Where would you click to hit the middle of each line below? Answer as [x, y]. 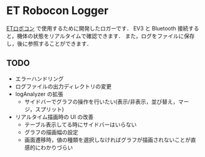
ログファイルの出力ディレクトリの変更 [63, 86]
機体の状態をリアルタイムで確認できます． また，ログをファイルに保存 [106, 36]
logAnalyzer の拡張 [39, 94]
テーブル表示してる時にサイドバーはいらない [80, 124]
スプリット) [50, 109]
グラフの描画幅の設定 [51, 132]
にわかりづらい [54, 147]
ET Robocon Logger [58, 11]
